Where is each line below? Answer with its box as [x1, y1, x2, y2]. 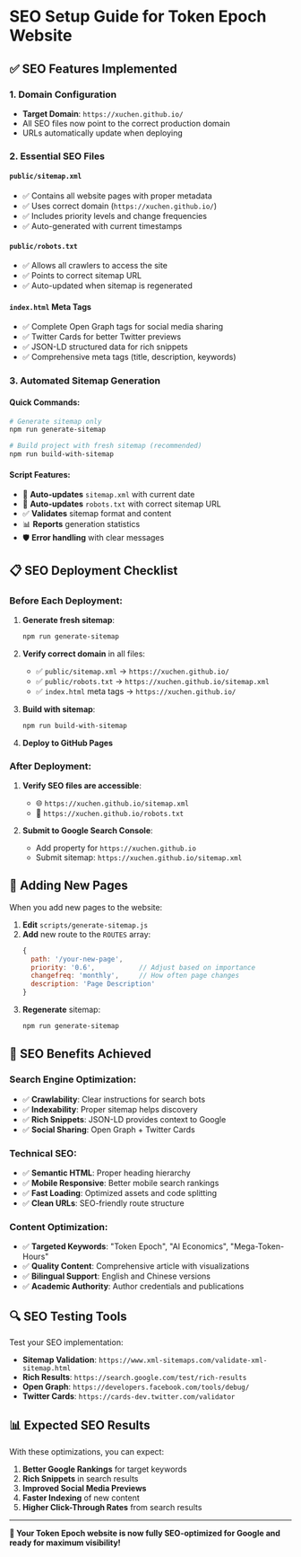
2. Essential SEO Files [9, 150, 106, 163]
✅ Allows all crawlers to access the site [21, 260, 168, 271]
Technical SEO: [9, 1147, 78, 1159]
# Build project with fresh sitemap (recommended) [9, 442, 202, 451]
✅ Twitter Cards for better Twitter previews [21, 331, 182, 342]
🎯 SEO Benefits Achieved [9, 1046, 152, 1061]
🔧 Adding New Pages [9, 878, 128, 893]
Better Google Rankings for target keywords [21, 1464, 187, 1474]
